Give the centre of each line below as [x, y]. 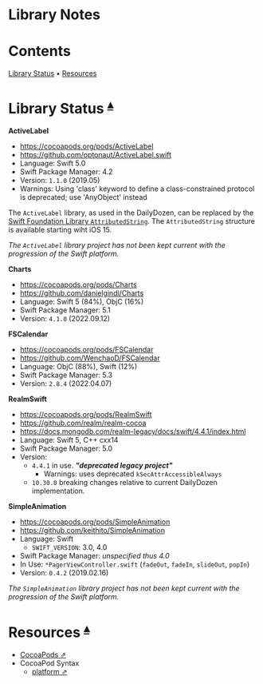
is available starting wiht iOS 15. [60, 230]
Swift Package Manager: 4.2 [66, 172]
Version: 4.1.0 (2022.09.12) [65, 319]
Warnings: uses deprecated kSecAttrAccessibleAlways [133, 474]
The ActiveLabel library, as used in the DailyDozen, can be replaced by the [131, 213]
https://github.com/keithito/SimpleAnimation [92, 531]
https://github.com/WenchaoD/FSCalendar [90, 358]
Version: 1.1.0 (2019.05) [60, 181]
